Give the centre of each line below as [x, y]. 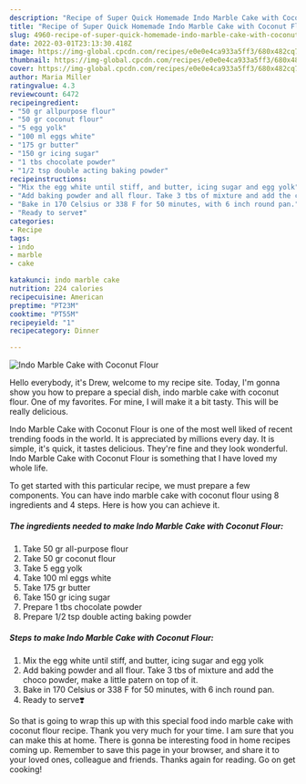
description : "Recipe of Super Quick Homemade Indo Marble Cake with [144, 18]
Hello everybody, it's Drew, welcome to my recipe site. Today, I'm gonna [145, 383]
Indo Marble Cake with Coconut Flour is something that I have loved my [143, 459]
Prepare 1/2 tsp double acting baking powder [107, 617]
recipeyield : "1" [42, 323]
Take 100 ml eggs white [67, 578]
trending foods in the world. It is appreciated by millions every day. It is [142, 439]
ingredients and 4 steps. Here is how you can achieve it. [115, 505]
